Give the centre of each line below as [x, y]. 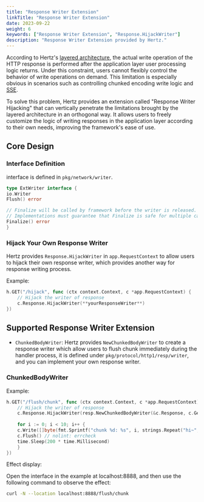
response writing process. [39, 269]
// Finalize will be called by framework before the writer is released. [102, 210]
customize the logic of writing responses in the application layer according [100, 121]
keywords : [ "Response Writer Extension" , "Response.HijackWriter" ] [93, 35]
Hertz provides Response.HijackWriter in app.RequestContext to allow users [100, 256]
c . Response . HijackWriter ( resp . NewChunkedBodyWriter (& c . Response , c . [106, 413]
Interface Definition [36, 163]
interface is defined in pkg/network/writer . [60, 177]
